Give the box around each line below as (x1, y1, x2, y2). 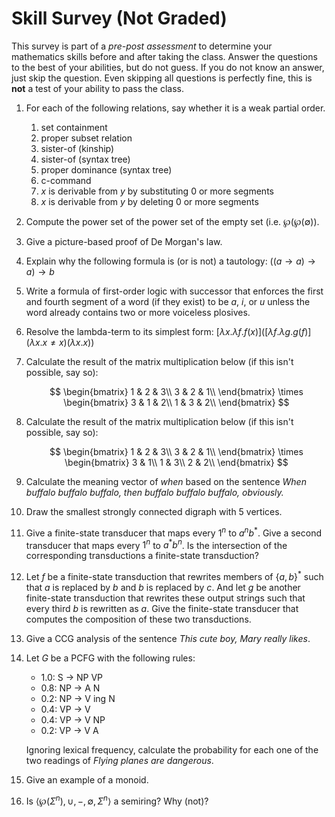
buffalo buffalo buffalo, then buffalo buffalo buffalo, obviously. (25, 486, 284, 498)
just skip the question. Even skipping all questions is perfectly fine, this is (11, 72, 313, 84)
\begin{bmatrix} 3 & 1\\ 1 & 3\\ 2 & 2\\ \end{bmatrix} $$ (64, 456, 289, 468)
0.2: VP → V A (40, 724, 99, 736)
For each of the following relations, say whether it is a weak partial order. (25, 102, 326, 114)
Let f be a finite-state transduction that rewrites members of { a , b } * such (25, 569, 324, 582)
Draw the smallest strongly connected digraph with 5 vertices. (25, 505, 283, 517)
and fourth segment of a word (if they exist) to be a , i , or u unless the (25, 295, 311, 307)
